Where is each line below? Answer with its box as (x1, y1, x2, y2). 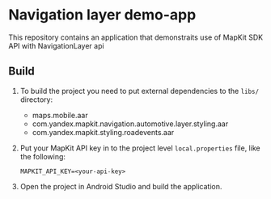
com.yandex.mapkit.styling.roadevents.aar (32, 127, 175, 137)
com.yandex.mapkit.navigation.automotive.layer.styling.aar (32, 119, 229, 129)
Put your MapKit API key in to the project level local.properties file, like (19, 143, 260, 153)
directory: (19, 95, 53, 104)
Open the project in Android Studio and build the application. (19, 181, 222, 191)
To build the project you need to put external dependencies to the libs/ (19, 86, 260, 95)
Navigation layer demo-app (8, 6, 197, 24)
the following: (19, 151, 66, 161)
